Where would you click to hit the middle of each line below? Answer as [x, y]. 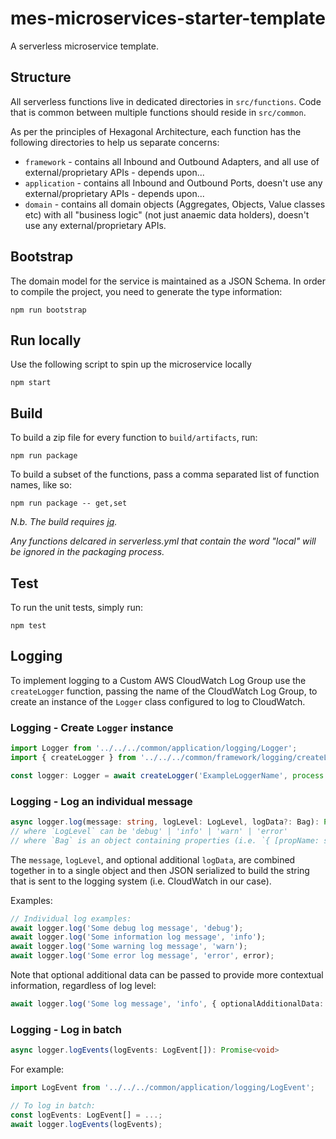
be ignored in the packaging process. [87, 552]
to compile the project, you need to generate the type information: [146, 291]
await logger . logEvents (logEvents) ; [86, 1124]
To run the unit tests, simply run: [76, 607]
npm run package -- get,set [69, 503]
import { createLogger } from [73, 757]
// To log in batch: [53, 1105]
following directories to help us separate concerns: [115, 142]
